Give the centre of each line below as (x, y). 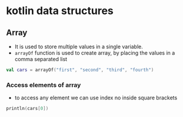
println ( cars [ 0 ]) (27, 109)
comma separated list (41, 59)
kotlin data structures (60, 11)
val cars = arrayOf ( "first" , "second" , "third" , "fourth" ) (80, 70)
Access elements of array (44, 85)
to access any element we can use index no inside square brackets (96, 98)
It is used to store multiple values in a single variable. (79, 46)
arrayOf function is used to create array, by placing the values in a (95, 53)
